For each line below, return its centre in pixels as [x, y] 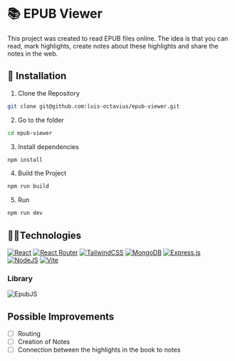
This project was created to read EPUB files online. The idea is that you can [118, 38]
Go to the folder [41, 120]
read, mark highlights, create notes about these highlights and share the [113, 46]
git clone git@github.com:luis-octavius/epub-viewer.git [94, 106]
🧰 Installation [37, 76]
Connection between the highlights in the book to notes [99, 350]
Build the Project [42, 173]
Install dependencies [48, 146]
